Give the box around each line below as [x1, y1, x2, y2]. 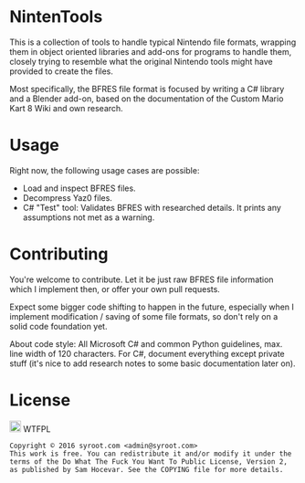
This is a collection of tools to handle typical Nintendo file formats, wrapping [9, 37, 297, 47]
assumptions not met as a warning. [22, 212, 155, 223]
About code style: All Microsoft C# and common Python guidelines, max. [9, 338, 283, 349]
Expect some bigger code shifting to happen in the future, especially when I [9, 301, 295, 312]
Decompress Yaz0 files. [22, 192, 112, 203]
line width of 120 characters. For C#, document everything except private [9, 348, 285, 359]
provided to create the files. [9, 66, 114, 77]
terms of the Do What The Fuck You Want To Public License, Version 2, [9, 457, 288, 467]
